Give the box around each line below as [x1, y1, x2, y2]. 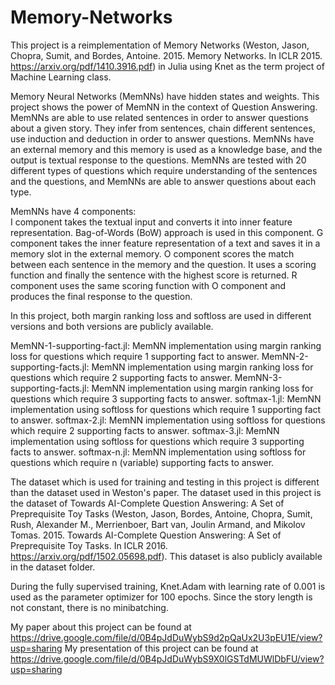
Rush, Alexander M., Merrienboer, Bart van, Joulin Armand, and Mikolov [10, 518, 306, 530]
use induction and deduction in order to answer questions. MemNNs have [10, 132, 315, 145]
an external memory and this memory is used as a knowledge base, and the [10, 143, 323, 155]
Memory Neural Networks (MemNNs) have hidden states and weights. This [10, 90, 320, 102]
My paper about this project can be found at [10, 621, 192, 633]
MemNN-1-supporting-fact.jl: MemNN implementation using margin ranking [10, 339, 322, 351]
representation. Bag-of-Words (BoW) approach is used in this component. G [10, 226, 324, 238]
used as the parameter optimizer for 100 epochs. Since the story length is [10, 591, 313, 603]
